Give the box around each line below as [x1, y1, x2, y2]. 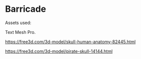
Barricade [5, 3, 46, 15]
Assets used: [5, 20, 31, 26]
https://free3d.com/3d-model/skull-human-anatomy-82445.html [5, 38, 136, 45]
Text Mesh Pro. [5, 29, 36, 35]
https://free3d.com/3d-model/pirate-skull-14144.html [5, 48, 113, 54]
